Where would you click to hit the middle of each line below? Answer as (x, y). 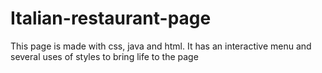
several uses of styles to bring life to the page (104, 56)
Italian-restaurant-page (111, 18)
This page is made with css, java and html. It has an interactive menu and (161, 46)
